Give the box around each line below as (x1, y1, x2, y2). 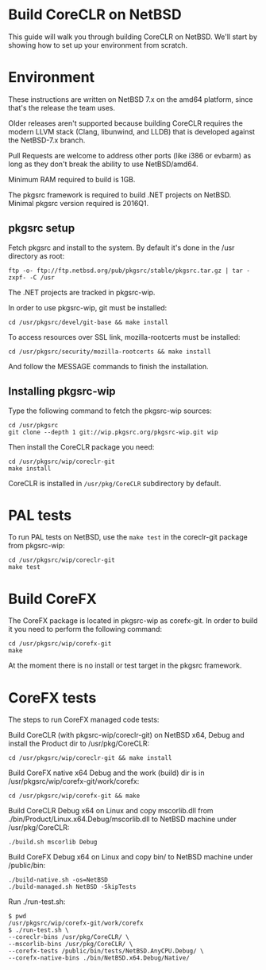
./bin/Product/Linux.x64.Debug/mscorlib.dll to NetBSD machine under (8, 814, 237, 824)
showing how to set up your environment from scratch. (8, 40, 188, 49)
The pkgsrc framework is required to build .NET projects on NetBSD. (8, 189, 232, 200)
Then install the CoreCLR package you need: (8, 442, 155, 451)
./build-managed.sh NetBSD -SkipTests (8, 883, 137, 891)
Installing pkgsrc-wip (8, 384, 117, 399)
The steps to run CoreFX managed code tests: (8, 715, 160, 725)
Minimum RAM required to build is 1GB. (8, 174, 136, 184)
